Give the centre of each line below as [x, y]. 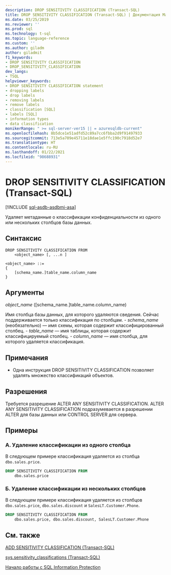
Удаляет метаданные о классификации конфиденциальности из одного [83, 217]
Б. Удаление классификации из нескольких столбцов [76, 489]
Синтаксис [23, 238]
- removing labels [25, 100]
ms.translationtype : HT [31, 143]
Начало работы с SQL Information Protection [53, 567]
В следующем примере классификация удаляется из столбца [73, 456]
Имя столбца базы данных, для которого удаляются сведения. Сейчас [82, 315]
